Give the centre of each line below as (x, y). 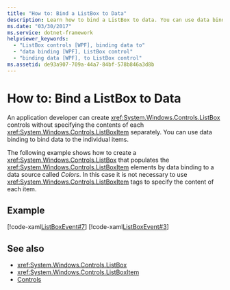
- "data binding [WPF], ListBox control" (73, 52)
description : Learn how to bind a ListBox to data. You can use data (108, 20)
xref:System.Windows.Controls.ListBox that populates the (88, 160)
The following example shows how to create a (72, 152)
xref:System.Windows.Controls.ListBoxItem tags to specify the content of (111, 182)
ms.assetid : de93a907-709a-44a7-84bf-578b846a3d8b (81, 64)
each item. (22, 189)
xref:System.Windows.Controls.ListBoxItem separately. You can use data (110, 132)
